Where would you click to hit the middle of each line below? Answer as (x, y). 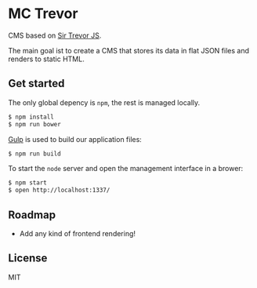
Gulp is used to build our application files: (75, 139)
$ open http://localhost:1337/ (59, 190)
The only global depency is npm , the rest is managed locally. (104, 102)
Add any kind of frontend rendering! (77, 233)
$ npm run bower (34, 124)
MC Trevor (43, 14)
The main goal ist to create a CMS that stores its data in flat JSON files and (128, 50)
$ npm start (27, 183)
